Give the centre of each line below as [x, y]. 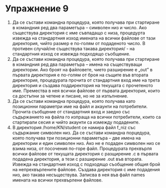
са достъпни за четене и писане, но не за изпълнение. [70, 96]
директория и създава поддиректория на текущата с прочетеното [83, 85]
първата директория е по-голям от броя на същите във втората [80, 75]
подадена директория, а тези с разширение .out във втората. [77, 159]
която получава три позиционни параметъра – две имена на [77, 138]
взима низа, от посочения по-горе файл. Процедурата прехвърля [82, 148]
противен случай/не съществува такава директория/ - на [73, 48]
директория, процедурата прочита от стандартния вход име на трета [86, 80]
